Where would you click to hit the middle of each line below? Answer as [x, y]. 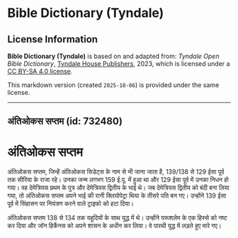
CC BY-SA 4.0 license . [40, 71]
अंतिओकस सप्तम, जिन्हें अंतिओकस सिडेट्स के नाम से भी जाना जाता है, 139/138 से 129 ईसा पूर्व [116, 172]
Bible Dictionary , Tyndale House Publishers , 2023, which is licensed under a [119, 64]
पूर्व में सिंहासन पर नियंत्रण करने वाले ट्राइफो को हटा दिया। [71, 204]
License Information [52, 39]
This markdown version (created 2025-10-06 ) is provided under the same [113, 85]
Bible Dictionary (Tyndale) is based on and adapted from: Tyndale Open [113, 56]
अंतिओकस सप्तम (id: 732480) [65, 121]
